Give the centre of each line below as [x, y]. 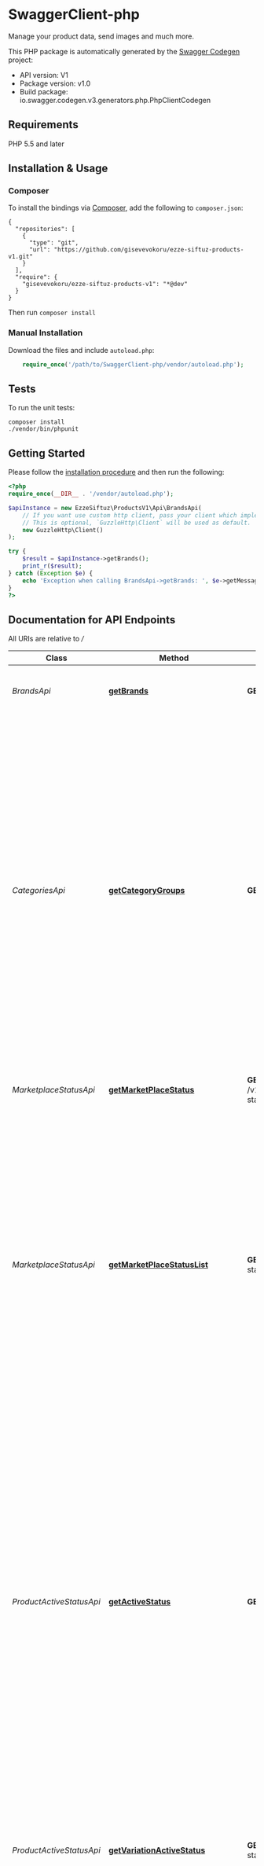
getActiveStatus [140, 1602]
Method [174, 658]
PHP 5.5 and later [37, 144]
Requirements [43, 125]
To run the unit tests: [42, 408]
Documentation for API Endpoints [92, 620]
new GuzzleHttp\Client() [63, 530]
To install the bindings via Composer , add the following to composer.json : [126, 208]
